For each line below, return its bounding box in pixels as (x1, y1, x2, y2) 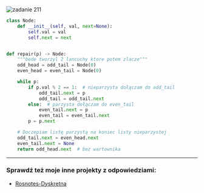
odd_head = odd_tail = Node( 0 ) (17, 62, 97, 69)
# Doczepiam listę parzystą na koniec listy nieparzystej (17, 129, 167, 135)
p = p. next (28, 118, 56, 124)
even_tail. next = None (17, 140, 75, 146)
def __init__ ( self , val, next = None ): (17, 23, 113, 29)
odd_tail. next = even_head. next (17, 135, 99, 141)
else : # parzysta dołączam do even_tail (28, 101, 135, 107)
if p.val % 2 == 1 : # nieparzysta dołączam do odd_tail (28, 84, 175, 90)
